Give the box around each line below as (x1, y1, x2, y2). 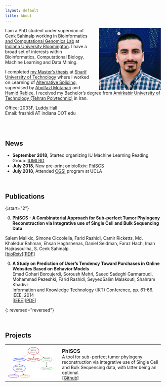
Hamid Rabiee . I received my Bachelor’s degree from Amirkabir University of (5, 90, 161, 96)
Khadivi (12, 282, 28, 288)
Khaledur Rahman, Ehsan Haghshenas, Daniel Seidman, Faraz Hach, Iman (5, 241, 156, 247)
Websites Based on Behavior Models (12, 266, 89, 272)
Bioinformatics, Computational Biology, (5, 54, 84, 60)
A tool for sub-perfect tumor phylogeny (62, 354, 143, 360)
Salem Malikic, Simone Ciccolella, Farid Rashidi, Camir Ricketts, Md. (5, 235, 143, 241)
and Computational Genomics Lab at (5, 38, 80, 44)
